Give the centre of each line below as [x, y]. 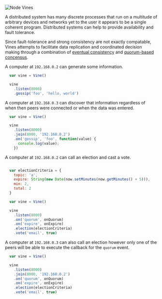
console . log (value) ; [38, 143]
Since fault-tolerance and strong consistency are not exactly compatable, [78, 42]
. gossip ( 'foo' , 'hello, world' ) [46, 93]
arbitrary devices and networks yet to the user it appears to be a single [76, 22]
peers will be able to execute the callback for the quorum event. [67, 247]
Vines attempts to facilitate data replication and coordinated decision [74, 47]
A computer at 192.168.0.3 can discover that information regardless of [75, 102]
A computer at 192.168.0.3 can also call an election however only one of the [81, 242]
